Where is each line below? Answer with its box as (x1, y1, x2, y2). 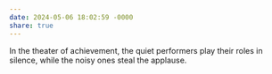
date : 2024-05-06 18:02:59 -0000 (9, 12, 134, 22)
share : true (9, 21, 54, 30)
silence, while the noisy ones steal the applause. (9, 55, 187, 65)
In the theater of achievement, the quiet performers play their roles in (9, 45, 263, 55)
